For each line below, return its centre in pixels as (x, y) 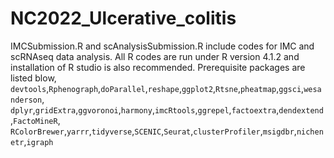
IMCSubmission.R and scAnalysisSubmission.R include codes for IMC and (162, 46)
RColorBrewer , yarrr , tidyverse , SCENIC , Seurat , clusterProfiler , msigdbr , (153, 131)
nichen (310, 132)
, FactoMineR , (35, 120)
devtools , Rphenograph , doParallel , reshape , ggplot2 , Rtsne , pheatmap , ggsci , (157, 88)
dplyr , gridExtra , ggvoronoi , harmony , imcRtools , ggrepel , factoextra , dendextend (167, 109)
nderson (26, 100)
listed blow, (33, 78)
